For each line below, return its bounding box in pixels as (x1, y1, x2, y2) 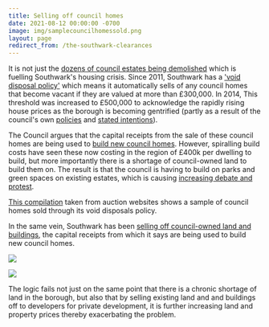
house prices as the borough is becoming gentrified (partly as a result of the (8, 106, 261, 116)
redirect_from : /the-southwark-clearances (8, 42, 153, 50)
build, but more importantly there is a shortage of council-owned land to (8, 156, 247, 166)
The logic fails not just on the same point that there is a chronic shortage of (8, 284, 257, 294)
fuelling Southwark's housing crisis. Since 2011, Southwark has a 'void (8, 72, 241, 82)
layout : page (8, 34, 52, 43)
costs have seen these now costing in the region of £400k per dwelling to (8, 148, 252, 157)
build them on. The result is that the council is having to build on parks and (8, 165, 255, 174)
